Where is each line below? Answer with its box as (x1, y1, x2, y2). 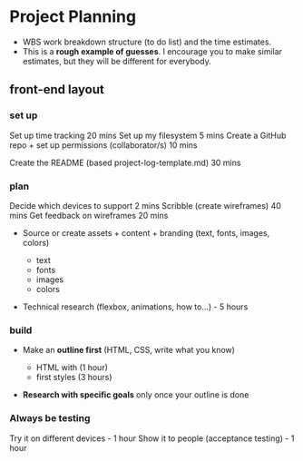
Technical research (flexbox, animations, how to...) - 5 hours (22, 301, 249, 312)
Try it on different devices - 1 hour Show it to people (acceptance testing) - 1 (9, 433, 295, 444)
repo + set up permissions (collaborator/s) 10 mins (9, 139, 198, 151)
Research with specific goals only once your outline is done (22, 389, 249, 400)
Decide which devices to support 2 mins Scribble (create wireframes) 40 (9, 200, 281, 211)
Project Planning (9, 6, 137, 27)
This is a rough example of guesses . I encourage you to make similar (22, 45, 283, 56)
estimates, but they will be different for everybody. (22, 55, 211, 66)
